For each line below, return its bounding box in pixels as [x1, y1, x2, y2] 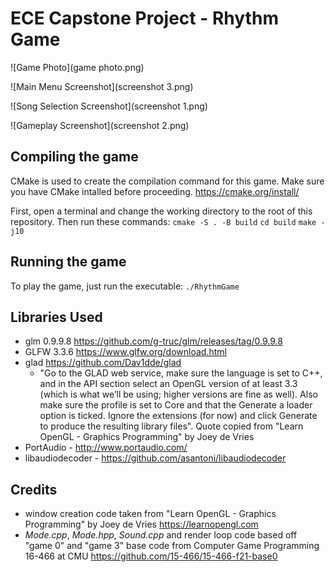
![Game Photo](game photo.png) [10, 61, 145, 73]
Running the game [10, 253, 127, 271]
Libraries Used [10, 308, 103, 326]
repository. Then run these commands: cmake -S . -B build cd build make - [10, 215, 326, 227]
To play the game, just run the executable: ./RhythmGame [10, 280, 240, 292]
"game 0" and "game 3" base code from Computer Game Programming [24, 540, 320, 552]
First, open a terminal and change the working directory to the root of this [10, 205, 313, 217]
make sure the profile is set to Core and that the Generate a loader [39, 399, 313, 411]
